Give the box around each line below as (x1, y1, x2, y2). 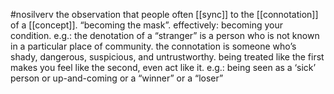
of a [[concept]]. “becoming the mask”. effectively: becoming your (10, 19, 284, 31)
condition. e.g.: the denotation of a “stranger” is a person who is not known (10, 30, 320, 41)
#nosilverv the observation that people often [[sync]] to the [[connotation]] (10, 9, 319, 20)
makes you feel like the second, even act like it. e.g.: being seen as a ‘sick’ (10, 62, 317, 73)
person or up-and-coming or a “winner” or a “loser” (10, 72, 224, 84)
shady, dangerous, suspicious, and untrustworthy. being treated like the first (10, 51, 325, 63)
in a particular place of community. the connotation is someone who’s (10, 40, 297, 52)
